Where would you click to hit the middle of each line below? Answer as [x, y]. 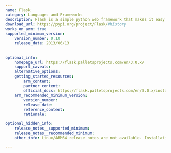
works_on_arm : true [26, 29]
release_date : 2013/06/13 [42, 43]
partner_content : [42, 86]
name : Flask [18, 10]
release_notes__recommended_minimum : [54, 133]
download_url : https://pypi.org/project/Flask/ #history [66, 24]
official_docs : [40, 91]
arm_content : [37, 81]
